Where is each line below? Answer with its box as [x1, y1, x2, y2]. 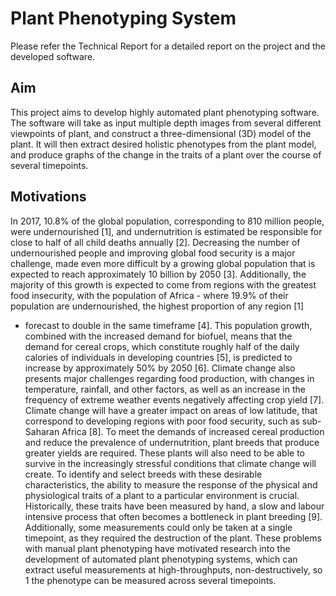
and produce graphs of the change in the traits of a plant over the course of [10, 148, 322, 161]
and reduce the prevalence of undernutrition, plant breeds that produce [24, 436, 320, 448]
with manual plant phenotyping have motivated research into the [24, 542, 291, 554]
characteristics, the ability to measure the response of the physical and [24, 478, 318, 491]
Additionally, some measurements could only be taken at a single [24, 521, 293, 533]
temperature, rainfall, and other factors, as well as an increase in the [24, 383, 306, 395]
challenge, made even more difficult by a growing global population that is [10, 257, 316, 269]
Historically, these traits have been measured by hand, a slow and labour [24, 500, 325, 512]
